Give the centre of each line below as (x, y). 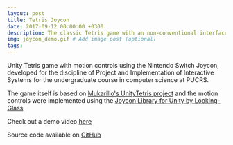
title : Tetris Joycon (38, 20)
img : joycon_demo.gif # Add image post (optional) (82, 39)
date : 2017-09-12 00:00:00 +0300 (55, 26)
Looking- (207, 100)
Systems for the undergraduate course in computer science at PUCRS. (108, 80)
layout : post (26, 13)
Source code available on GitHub (54, 135)
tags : (15, 46)
